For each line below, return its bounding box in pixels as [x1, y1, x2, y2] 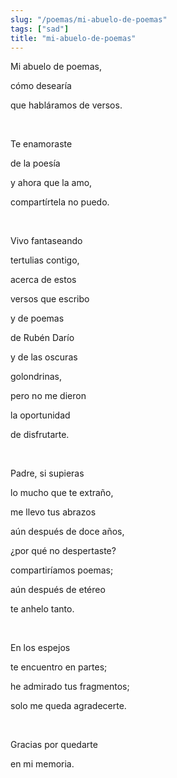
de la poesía [10, 157, 61, 170]
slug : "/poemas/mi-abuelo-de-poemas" [10, 14, 168, 25]
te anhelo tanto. [10, 603, 75, 615]
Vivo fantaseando [10, 235, 83, 247]
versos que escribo [10, 293, 90, 305]
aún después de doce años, [10, 526, 125, 538]
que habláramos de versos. [10, 99, 123, 111]
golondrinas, [10, 371, 62, 383]
